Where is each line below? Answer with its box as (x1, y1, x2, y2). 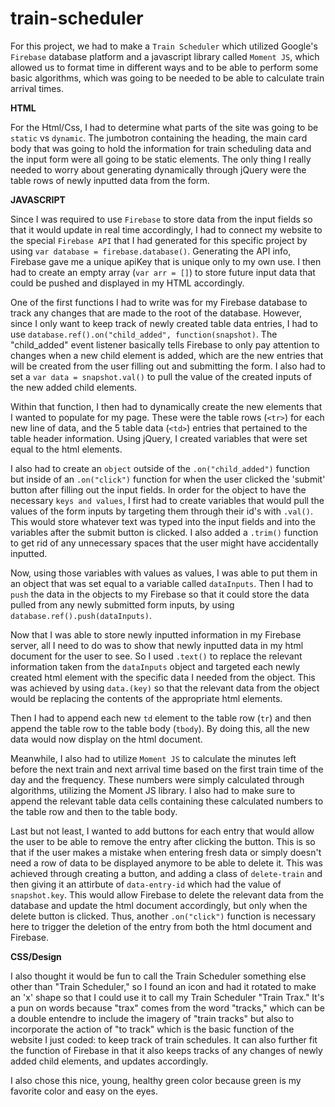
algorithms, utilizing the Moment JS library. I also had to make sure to (10, 784, 296, 796)
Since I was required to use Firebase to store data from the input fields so (10, 213, 313, 225)
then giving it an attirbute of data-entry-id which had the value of (10, 878, 282, 890)
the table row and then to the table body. (10, 805, 178, 817)
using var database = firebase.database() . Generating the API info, (10, 245, 292, 257)
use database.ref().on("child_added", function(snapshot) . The (10, 328, 278, 340)
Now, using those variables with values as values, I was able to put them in (10, 567, 318, 579)
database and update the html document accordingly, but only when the (10, 899, 308, 911)
